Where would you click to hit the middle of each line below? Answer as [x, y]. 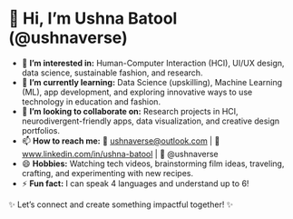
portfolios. [41, 130]
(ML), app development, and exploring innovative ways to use [137, 92]
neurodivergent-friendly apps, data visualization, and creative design [151, 121]
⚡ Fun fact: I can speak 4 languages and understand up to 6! [135, 183]
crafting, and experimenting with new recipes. [107, 173]
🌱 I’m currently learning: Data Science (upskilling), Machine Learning [152, 82]
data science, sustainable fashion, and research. [112, 73]
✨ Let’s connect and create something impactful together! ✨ [121, 204]
